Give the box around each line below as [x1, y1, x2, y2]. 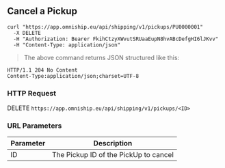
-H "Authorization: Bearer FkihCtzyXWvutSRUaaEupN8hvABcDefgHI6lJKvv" [13, 36, 219, 42]
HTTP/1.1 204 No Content [7, 66, 78, 74]
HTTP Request [7, 88, 57, 98]
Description [93, 139, 133, 148]
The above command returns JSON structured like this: [23, 53, 180, 61]
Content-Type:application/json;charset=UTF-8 [7, 72, 139, 79]
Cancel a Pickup [7, 5, 77, 17]
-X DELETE [13, 29, 41, 36]
